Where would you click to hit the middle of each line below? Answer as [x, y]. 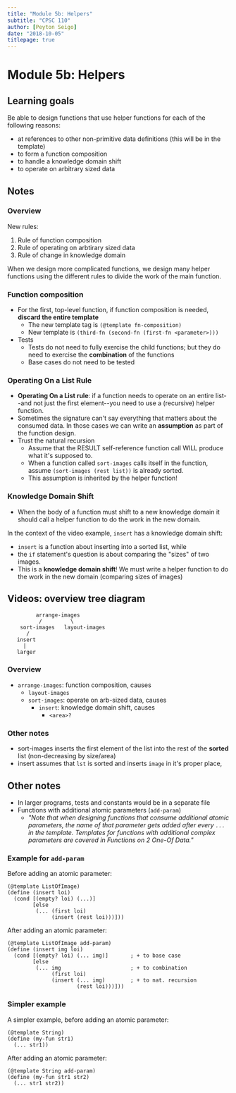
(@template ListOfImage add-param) [60, 944]
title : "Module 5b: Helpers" [50, 14]
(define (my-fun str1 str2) [49, 1077]
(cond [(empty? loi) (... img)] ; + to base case [97, 956]
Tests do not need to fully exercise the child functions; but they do [124, 347]
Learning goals [41, 100]
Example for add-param [46, 858]
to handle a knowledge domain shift [69, 161]
